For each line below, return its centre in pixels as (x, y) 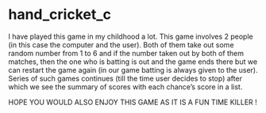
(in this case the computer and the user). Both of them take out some (121, 44)
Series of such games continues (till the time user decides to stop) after (125, 78)
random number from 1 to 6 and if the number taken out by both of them (126, 53)
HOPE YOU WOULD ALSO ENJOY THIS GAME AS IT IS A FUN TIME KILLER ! (133, 102)
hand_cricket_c (60, 15)
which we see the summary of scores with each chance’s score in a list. (125, 87)
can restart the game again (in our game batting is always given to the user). (133, 70)
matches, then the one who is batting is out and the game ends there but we (133, 62)
